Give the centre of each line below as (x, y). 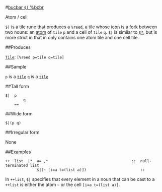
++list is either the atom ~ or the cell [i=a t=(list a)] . (63, 184)
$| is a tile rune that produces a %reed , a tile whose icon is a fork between (81, 27)
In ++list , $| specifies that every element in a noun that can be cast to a (80, 179)
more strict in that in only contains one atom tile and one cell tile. (72, 38)
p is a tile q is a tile (27, 77)
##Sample (16, 67)
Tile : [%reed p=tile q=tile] (35, 57)
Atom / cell (16, 17)
